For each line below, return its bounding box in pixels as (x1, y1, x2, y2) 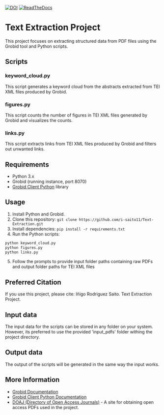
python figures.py (5, 245, 43, 250)
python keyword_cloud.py (5, 240, 56, 245)
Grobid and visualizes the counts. (5, 117, 73, 123)
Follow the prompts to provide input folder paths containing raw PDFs (12, 259, 153, 265)
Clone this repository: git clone (12, 216, 77, 222)
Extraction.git (12, 221, 44, 226)
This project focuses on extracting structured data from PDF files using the (5, 38, 157, 44)
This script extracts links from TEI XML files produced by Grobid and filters (5, 141, 157, 147)
